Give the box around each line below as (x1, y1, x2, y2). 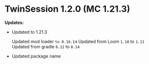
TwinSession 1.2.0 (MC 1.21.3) (4, 3, 130, 15)
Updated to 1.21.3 (11, 29, 47, 35)
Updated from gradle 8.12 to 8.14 (11, 43, 80, 49)
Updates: (4, 20, 24, 25)
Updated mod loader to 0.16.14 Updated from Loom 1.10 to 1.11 (11, 38, 145, 44)
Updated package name (11, 53, 61, 59)
